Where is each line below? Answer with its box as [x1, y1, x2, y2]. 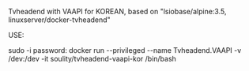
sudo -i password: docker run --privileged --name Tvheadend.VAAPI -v [8, 46, 242, 54]
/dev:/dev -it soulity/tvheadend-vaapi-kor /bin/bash [8, 54, 176, 63]
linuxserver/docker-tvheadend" [8, 15, 111, 24]
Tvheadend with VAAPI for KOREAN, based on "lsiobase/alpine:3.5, [8, 7, 227, 16]
